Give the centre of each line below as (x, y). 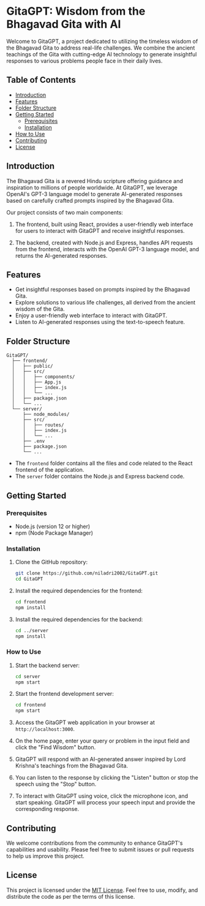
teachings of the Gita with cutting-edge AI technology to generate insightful (102, 54)
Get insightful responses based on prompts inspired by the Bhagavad (102, 290)
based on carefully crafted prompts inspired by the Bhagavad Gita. (90, 200)
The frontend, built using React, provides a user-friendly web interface (104, 224)
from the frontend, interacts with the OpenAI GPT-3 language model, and (107, 249)
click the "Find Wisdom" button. (55, 747)
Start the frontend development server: (65, 694)
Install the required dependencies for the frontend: (79, 591)
